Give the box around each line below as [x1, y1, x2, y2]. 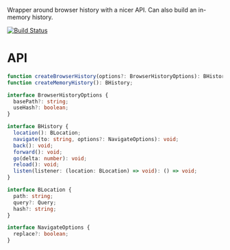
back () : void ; [13, 142, 53, 149]
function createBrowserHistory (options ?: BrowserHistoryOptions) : [7, 73, 201, 79]
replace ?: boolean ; [13, 231, 69, 238]
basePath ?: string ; [13, 98, 69, 105]
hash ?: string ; [13, 205, 57, 212]
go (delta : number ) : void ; [13, 155, 88, 162]
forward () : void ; [13, 149, 63, 155]
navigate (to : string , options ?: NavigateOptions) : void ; [13, 136, 179, 142]
